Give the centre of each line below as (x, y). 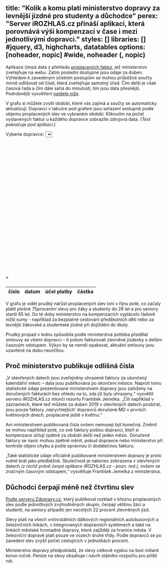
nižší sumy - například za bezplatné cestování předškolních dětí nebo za (80, 319)
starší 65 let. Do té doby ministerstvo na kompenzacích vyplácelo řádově (81, 314)
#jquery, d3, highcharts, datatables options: (76, 47)
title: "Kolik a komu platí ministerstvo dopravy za (83, 8)
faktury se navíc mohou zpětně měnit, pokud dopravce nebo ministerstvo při (84, 441)
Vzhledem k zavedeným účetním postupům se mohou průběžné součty (79, 77)
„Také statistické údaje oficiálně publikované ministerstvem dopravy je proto (83, 456)
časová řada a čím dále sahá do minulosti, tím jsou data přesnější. (73, 88)
